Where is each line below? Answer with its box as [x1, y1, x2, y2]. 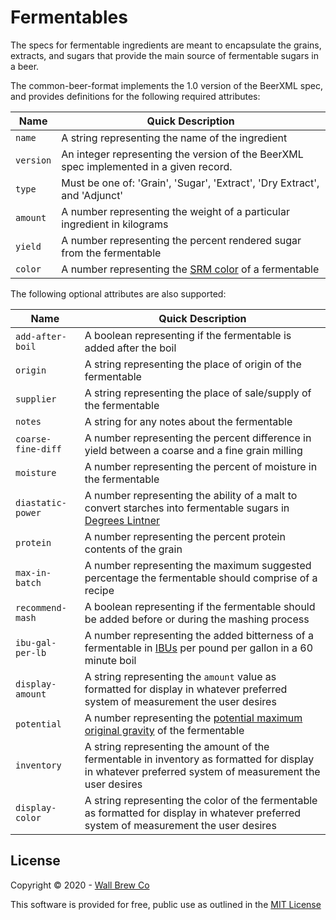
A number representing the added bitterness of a [84, 628, 314, 642]
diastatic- [15, 497, 67, 508]
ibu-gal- [15, 637, 57, 648]
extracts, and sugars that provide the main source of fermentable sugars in [10, 49, 319, 61]
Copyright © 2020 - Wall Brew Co [10, 879, 150, 891]
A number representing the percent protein [84, 529, 286, 543]
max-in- [15, 567, 52, 578]
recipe [84, 583, 115, 597]
